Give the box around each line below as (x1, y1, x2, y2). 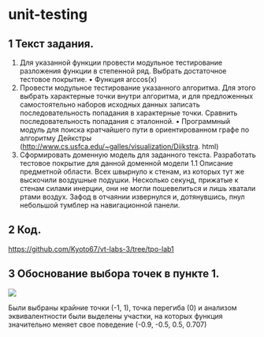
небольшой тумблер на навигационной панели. (19, 200, 180, 210)
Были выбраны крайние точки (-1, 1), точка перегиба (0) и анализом (8, 302, 238, 313)
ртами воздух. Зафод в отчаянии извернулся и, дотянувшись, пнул (19, 192, 246, 201)
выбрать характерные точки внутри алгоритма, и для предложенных (19, 92, 254, 100)
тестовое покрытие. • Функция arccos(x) (19, 75, 158, 84)
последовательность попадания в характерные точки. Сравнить (19, 108, 238, 118)
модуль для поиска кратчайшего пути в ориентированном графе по (19, 125, 250, 134)
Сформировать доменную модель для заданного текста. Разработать (19, 150, 256, 159)
